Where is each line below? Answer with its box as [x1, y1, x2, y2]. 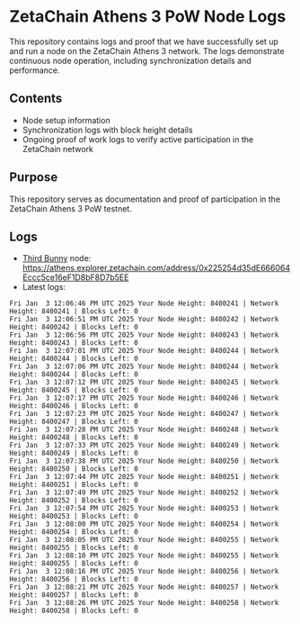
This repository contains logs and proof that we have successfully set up [9, 36, 278, 47]
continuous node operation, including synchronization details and [9, 55, 251, 66]
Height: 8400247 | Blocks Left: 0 [9, 417, 139, 427]
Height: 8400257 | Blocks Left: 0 [9, 591, 139, 600]
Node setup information [22, 114, 110, 125]
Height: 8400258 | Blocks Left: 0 [9, 606, 139, 616]
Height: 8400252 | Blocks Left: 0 [9, 496, 139, 505]
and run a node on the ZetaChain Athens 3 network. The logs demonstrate [9, 45, 285, 56]
